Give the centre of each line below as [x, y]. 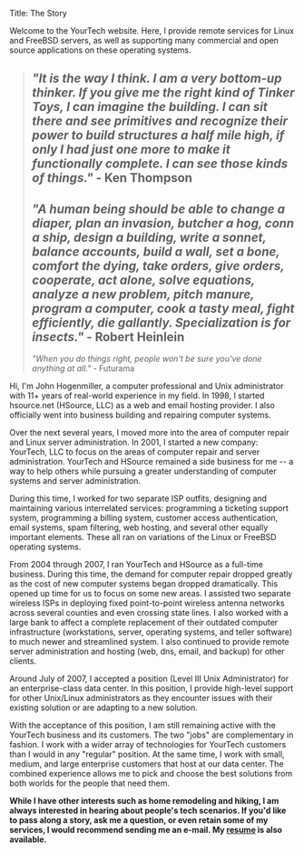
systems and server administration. [75, 481]
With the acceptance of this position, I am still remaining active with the [143, 726]
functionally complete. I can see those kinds [160, 164]
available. [28, 839]
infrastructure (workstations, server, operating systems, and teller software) [151, 632]
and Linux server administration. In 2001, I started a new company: [134, 442]
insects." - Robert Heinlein [108, 337]
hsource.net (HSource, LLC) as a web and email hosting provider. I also [142, 406]
